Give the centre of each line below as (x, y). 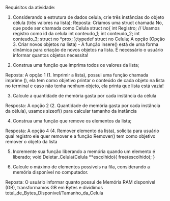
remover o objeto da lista (31, 142)
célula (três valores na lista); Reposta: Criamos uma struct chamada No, (88, 23)
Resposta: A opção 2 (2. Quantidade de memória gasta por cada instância (83, 106)
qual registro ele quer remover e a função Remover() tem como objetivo (80, 136)
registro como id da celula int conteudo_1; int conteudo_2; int (76, 33)
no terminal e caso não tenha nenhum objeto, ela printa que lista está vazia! (84, 86)
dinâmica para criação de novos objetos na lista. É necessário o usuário (88, 50)
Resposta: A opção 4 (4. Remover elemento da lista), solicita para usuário (82, 131)
